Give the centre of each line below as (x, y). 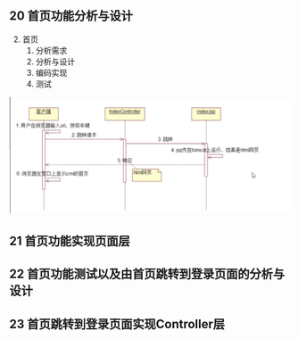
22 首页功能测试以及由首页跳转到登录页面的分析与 (147, 274)
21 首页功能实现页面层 (70, 240)
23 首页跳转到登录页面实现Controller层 (117, 324)
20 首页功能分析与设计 (71, 16)
